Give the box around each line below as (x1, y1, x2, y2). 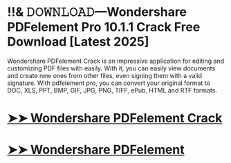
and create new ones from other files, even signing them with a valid (7, 71, 203, 79)
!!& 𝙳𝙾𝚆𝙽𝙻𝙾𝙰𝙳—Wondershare (7, 4, 187, 20)
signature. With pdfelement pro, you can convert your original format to (7, 79, 211, 87)
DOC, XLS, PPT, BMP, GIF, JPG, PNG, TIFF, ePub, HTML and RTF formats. (7, 86, 218, 94)
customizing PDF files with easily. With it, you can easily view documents (7, 64, 216, 73)
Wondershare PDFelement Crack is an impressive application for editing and (7, 57, 225, 65)
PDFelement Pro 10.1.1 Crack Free (7, 19, 201, 35)
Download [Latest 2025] (7, 34, 149, 50)
